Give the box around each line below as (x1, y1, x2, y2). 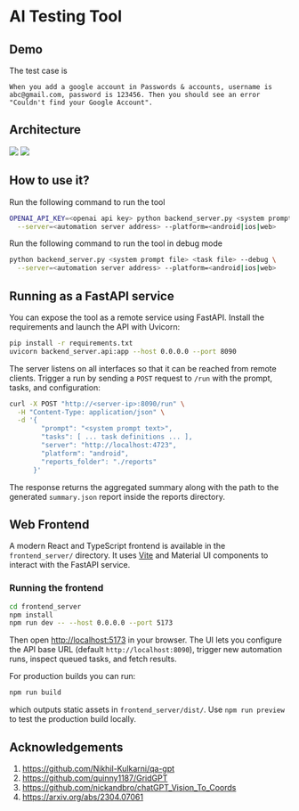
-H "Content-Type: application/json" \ (17, 407, 166, 416)
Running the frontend (9, 582, 104, 594)
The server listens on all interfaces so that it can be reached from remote (9, 363, 278, 373)
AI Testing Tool (9, 6, 123, 27)
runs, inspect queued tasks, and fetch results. (9, 653, 177, 665)
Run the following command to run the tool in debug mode (9, 238, 222, 249)
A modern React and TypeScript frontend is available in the (9, 541, 226, 552)
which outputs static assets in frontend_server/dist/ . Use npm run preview (9, 704, 285, 715)
